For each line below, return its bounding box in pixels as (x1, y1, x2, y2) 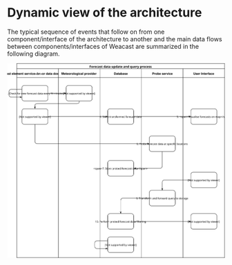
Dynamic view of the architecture (7, 5, 202, 21)
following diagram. (7, 50, 60, 58)
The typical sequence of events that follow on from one (7, 28, 165, 36)
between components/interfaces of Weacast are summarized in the (7, 42, 199, 50)
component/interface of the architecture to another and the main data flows (7, 34, 222, 43)
